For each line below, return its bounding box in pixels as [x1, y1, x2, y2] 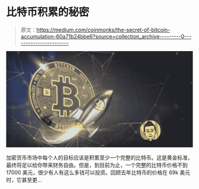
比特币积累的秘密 [6, 5, 90, 19]
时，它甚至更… [6, 176, 43, 183]
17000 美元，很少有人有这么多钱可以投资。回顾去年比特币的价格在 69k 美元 [6, 169, 191, 176]
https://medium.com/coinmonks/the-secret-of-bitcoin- [36, 26, 171, 33]
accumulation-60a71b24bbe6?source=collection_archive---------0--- [20, 33, 192, 40]
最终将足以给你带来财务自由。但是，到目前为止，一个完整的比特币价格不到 [6, 161, 188, 168]
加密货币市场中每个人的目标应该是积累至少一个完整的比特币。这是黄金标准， [6, 154, 193, 161]
